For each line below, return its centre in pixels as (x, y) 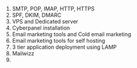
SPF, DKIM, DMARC (37, 15)
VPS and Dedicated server (45, 21)
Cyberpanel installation (41, 28)
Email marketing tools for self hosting (58, 41)
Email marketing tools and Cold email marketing (72, 34)
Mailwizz (23, 53)
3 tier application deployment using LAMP (64, 47)
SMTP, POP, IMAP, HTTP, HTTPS (53, 9)
